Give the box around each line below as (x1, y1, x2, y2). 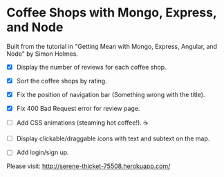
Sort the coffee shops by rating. (16, 77, 108, 85)
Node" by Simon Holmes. (6, 50, 79, 58)
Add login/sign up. (16, 148, 70, 156)
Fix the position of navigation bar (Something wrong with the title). (16, 91, 205, 99)
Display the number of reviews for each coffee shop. (16, 63, 167, 71)
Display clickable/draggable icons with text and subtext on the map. (16, 134, 210, 143)
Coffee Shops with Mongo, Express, (6, 5, 217, 21)
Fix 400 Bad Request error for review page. (16, 105, 140, 113)
